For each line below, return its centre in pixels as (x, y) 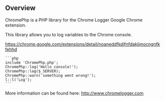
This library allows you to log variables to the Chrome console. (69, 34)
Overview (21, 8)
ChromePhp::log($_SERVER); (33, 71)
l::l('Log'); (19, 80)
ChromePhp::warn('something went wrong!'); (51, 76)
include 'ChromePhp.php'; (32, 63)
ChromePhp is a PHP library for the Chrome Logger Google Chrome (74, 20)
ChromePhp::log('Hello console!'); (42, 67)
